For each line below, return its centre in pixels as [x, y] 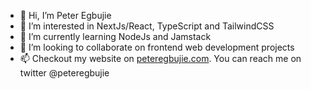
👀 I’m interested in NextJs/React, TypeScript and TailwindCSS [147, 26]
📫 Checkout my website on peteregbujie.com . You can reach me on [160, 58]
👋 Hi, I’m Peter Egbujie [65, 15]
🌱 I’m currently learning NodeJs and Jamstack [115, 36]
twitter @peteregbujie [64, 73]
